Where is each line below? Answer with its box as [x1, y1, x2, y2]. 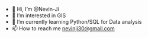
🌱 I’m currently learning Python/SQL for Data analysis [11, 18, 142, 25]
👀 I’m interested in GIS [11, 12, 66, 19]
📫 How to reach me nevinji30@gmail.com [11, 25, 115, 32]
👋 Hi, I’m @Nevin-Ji [11, 6, 59, 12]
